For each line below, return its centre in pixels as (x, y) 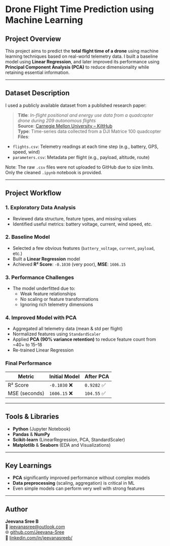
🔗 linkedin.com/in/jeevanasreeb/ (39, 538)
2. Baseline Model (28, 237)
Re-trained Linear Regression (43, 350)
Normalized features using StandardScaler (57, 334)
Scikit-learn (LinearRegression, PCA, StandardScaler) (69, 440)
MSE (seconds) (26, 393)
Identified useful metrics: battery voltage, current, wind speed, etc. (82, 224)
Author (16, 509)
